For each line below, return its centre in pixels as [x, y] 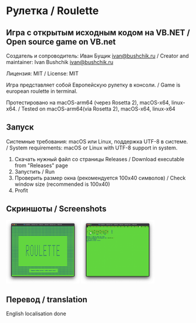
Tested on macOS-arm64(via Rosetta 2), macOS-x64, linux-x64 [99, 109]
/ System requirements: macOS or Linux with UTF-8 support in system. [92, 148]
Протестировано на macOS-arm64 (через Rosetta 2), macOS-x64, [88, 102]
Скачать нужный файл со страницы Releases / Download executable [99, 159]
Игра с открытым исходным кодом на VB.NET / [98, 33]
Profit [21, 190]
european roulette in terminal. [42, 91]
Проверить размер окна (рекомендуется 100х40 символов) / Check [100, 178]
